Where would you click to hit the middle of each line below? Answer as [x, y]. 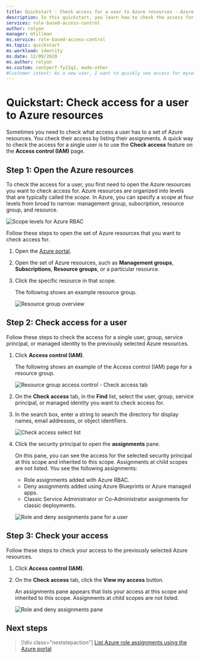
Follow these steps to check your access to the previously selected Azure [97, 550]
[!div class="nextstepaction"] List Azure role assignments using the [104, 642]
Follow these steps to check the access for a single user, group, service [95, 337]
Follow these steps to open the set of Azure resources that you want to [94, 233]
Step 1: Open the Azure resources [70, 170]
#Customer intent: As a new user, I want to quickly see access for [93, 73]
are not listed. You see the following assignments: [76, 468]
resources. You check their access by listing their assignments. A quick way [100, 138]
